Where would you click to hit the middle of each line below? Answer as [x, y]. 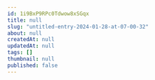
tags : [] [20, 53]
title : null [25, 20]
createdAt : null [31, 40]
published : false [33, 65]
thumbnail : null [31, 59]
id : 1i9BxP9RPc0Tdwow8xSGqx [48, 14]
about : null [25, 33]
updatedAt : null [31, 46]
